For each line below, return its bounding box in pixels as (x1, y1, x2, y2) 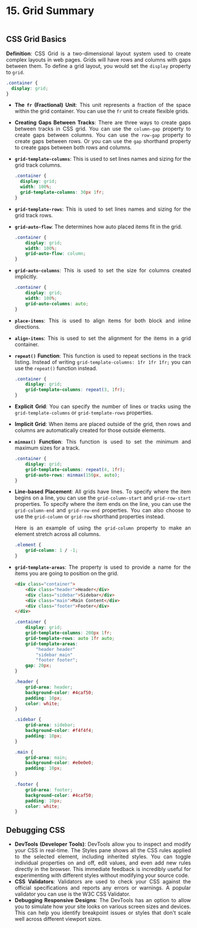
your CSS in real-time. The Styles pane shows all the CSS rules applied (14, 847, 191, 854)
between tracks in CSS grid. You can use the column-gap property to (14, 125, 191, 133)
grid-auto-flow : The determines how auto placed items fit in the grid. (14, 223, 183, 230)
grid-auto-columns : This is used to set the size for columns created (14, 267, 191, 274)
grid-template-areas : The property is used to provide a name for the (14, 563, 191, 571)
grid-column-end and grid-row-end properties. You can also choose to (14, 507, 191, 514)
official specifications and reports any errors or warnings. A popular (14, 885, 191, 892)
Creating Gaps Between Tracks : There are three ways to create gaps (14, 119, 191, 126)
